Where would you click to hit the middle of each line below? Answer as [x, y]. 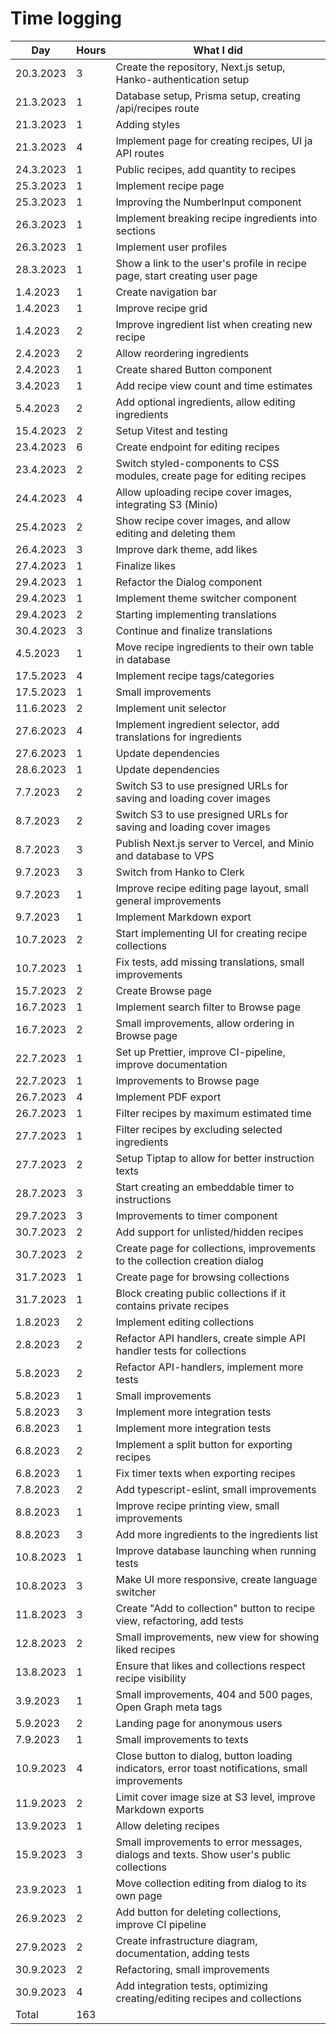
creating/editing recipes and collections [208, 1998]
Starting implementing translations [196, 614]
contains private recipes [172, 1305]
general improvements [168, 900]
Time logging [66, 18]
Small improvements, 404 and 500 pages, [214, 1694]
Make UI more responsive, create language [216, 1579]
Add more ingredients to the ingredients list [217, 1534]
